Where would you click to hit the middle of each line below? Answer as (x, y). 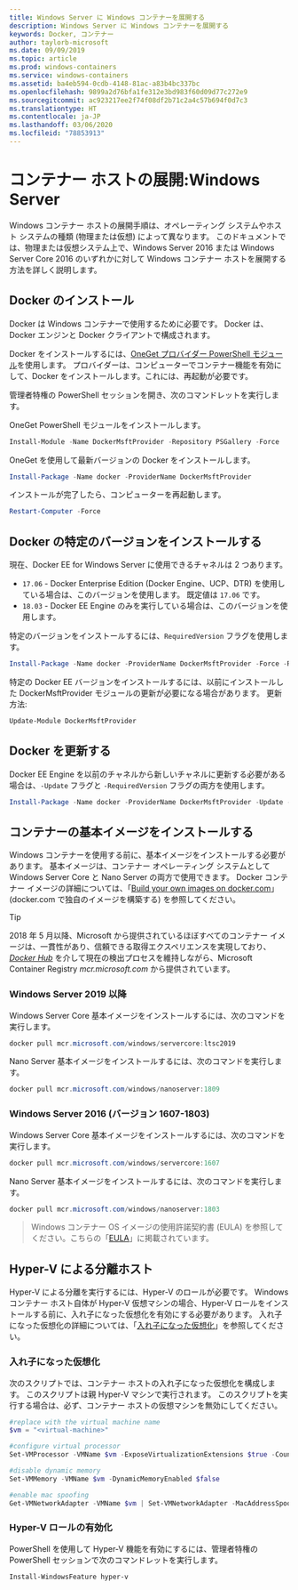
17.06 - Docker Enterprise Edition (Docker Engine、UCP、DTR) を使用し (153, 584)
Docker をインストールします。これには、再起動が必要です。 (142, 375)
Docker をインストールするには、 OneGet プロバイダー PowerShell (130, 353)
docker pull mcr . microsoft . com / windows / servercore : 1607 (114, 1163)
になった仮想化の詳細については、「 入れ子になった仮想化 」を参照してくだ (143, 1326)
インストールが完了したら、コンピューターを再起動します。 (118, 495)
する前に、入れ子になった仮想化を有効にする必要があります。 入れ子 (157, 1314)
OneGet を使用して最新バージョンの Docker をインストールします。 (132, 460)
